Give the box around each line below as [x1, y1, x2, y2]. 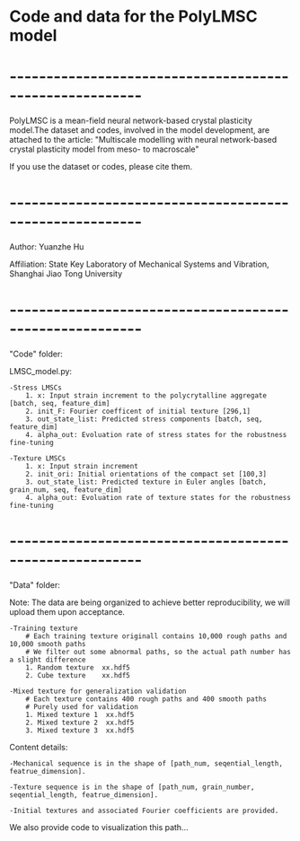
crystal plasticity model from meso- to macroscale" [9, 144, 199, 154]
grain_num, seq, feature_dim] [9, 486, 123, 495]
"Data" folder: [9, 579, 61, 590]
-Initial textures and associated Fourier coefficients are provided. [9, 806, 279, 815]
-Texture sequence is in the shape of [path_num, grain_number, [9, 783, 255, 792]
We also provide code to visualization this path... [9, 821, 189, 832]
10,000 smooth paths [9, 639, 87, 648]
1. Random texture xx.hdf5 [25, 662, 130, 672]
